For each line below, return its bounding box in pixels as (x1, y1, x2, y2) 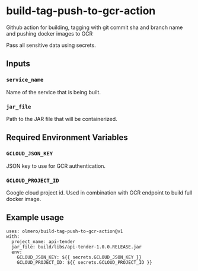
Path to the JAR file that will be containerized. (6, 115, 117, 122)
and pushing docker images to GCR (6, 30, 93, 37)
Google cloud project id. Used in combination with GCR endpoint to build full (6, 189, 193, 196)
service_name (6, 76, 44, 84)
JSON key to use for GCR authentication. (6, 162, 106, 170)
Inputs (6, 59, 31, 69)
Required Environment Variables (6, 132, 129, 143)
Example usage (6, 212, 64, 223)
